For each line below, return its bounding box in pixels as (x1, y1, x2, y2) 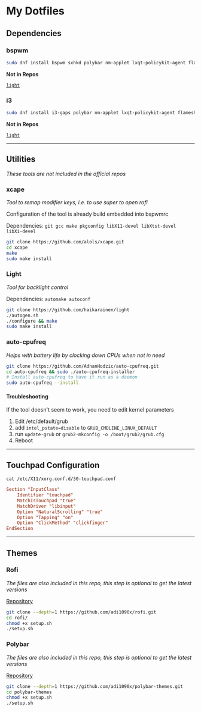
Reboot (14, 437, 33, 444)
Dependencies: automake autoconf (6, 295, 91, 302)
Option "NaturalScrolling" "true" (17, 509, 103, 515)
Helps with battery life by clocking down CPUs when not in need (6, 351, 165, 359)
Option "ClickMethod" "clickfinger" (17, 520, 109, 526)
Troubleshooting (6, 392, 49, 400)
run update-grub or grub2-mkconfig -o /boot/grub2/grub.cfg (14, 431, 165, 438)
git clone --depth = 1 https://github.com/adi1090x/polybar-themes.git (6, 683, 184, 689)
